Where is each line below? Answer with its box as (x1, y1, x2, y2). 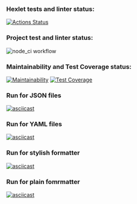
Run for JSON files (6, 91, 62, 100)
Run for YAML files (6, 120, 62, 129)
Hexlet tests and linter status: (6, 5, 95, 13)
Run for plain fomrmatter (6, 177, 80, 186)
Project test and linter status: (6, 34, 94, 42)
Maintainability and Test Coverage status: (6, 62, 132, 71)
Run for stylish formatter (6, 148, 80, 157)
